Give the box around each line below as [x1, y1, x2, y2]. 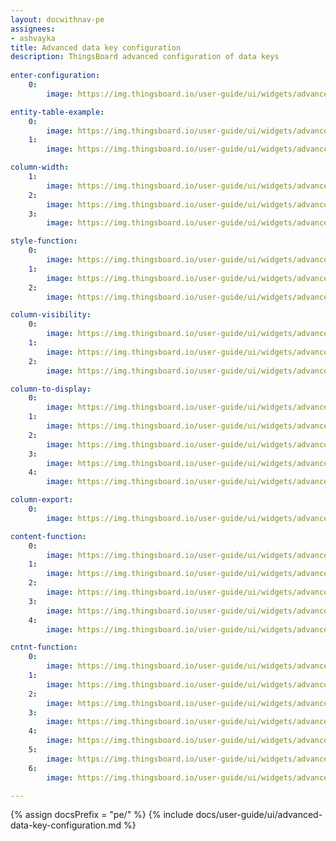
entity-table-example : [10, 107, 105, 117]
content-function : [10, 531, 87, 541]
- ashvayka [10, 33, 56, 43]
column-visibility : [10, 310, 92, 320]
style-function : [10, 236, 78, 246]
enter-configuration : [10, 71, 101, 81]
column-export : [10, 495, 74, 505]
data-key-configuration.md [10, 819, 122, 831]
